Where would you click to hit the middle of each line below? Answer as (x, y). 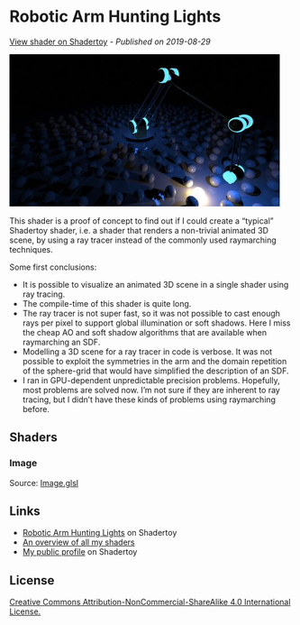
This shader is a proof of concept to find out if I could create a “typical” (142, 221)
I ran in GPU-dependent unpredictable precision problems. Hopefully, (151, 380)
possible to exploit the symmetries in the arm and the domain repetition (155, 361)
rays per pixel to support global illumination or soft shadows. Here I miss (156, 323)
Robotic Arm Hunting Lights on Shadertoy (100, 533)
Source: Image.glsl (44, 483)
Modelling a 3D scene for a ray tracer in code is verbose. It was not (147, 351)
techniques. (31, 249)
